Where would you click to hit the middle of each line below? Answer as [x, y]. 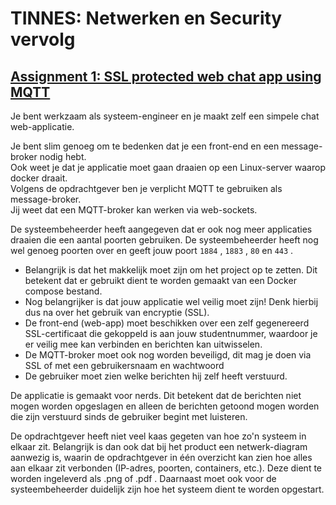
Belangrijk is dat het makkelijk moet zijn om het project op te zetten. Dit [171, 270]
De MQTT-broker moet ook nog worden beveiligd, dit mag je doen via [168, 355]
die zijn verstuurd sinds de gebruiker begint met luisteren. [129, 416]
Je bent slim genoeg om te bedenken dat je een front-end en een [145, 146]
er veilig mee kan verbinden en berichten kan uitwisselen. [143, 344]
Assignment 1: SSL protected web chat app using [166, 76]
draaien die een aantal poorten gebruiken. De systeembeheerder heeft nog [164, 240]
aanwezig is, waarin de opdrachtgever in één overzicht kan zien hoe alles [161, 457]
